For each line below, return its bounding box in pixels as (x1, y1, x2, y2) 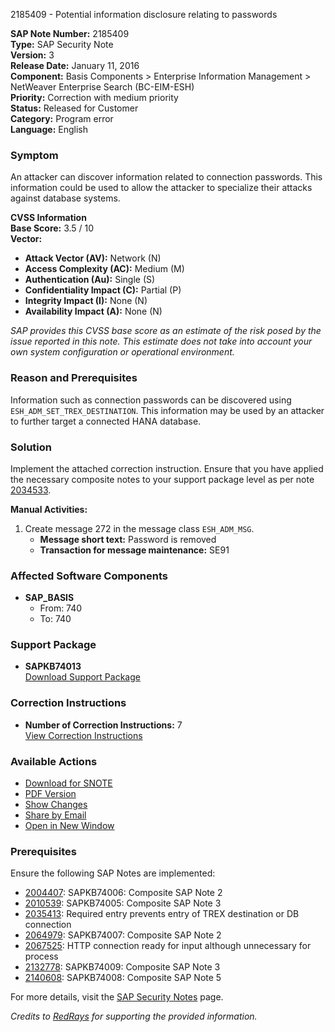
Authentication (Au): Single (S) (24, 274, 156, 286)
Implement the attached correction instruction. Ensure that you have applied (10, 462, 324, 474)
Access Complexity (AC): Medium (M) (24, 263, 185, 275)
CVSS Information (10, 212, 87, 224)
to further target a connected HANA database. (10, 415, 202, 427)
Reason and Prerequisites (10, 371, 138, 385)
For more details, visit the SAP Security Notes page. (10, 991, 224, 1003)
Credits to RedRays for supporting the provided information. (10, 1010, 258, 1023)
